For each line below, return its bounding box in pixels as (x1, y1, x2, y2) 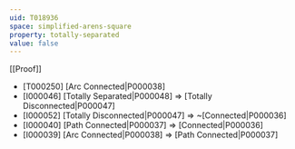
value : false (9, 38, 59, 48)
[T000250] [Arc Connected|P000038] (22, 81, 166, 92)
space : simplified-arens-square (9, 22, 132, 31)
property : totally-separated (9, 30, 120, 39)
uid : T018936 (9, 13, 59, 23)
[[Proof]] (9, 64, 43, 74)
